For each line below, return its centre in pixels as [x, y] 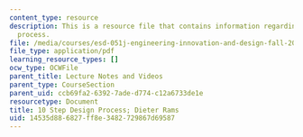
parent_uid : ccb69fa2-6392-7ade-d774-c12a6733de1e [106, 93]
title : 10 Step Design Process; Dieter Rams [94, 110]
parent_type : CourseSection [62, 85]
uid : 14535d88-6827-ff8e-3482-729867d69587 [92, 118]
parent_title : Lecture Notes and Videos [87, 77]
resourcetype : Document [54, 101]
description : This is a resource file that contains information [134, 26]
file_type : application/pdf [62, 51]
